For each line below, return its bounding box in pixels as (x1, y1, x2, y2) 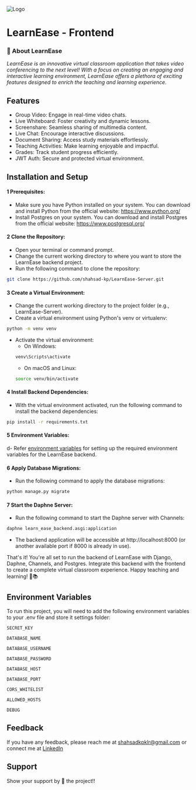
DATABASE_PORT (6, 676, 42, 682)
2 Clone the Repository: (6, 233, 66, 240)
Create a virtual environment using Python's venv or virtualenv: (15, 314, 167, 322)
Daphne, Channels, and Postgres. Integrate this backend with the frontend (6, 560, 186, 567)
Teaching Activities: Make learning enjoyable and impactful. (15, 142, 159, 149)
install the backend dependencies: (15, 408, 98, 415)
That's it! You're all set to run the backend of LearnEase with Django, (6, 554, 173, 561)
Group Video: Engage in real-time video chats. (15, 111, 127, 118)
